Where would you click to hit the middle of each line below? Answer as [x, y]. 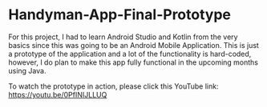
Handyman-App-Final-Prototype [119, 15]
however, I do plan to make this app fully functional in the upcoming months [133, 62]
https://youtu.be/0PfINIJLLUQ [58, 94]
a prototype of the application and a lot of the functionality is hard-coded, [130, 53]
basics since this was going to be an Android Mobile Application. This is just [133, 45]
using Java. [27, 70]
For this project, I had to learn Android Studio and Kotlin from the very [123, 37]
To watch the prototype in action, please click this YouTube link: [113, 86]
